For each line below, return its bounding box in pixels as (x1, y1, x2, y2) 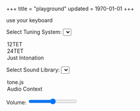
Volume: (6, 99, 27, 106)
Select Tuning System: (6, 28, 62, 35)
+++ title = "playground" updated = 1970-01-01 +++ (6, 5, 135, 12)
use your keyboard (6, 17, 53, 23)
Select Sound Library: (6, 66, 60, 73)
